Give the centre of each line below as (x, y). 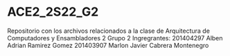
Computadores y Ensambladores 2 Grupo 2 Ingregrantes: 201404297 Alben (115, 38)
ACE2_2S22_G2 (53, 12)
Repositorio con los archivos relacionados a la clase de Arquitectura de (108, 31)
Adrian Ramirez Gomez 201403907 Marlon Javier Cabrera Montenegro (108, 45)
